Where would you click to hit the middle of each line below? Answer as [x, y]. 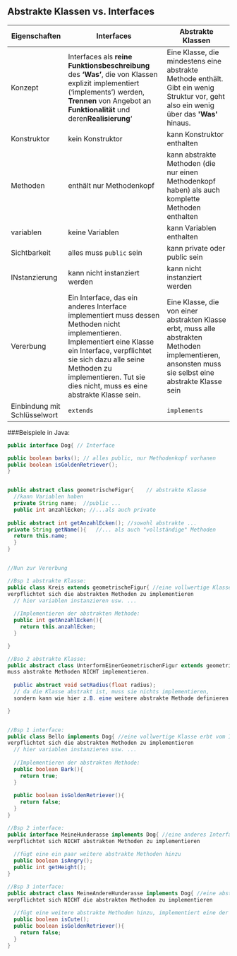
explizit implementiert [104, 83]
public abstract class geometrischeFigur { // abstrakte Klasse [107, 490]
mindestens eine [194, 61]
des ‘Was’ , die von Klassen [113, 74]
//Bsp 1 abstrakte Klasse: [47, 581]
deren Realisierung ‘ [100, 118]
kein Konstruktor [95, 138]
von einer [182, 311]
